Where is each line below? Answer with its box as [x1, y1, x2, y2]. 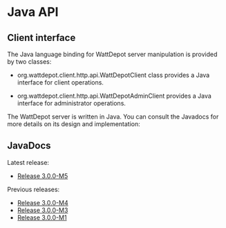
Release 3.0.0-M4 [17, 198, 68, 207]
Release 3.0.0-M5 [17, 171, 68, 180]
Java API [7, 4, 59, 20]
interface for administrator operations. [17, 99, 126, 107]
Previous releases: [7, 185, 60, 193]
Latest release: [7, 158, 50, 166]
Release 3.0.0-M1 [17, 213, 67, 222]
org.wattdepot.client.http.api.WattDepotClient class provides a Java [17, 71, 210, 79]
